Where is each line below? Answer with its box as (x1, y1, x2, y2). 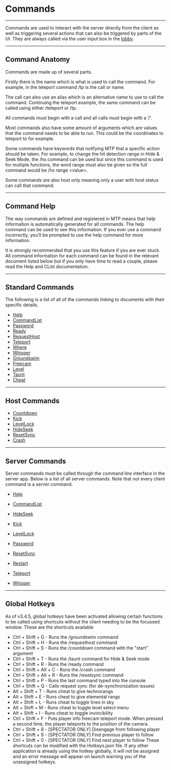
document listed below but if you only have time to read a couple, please (5, 258, 158, 264)
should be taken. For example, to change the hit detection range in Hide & (5, 151, 160, 157)
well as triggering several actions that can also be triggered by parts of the (5, 30, 162, 36)
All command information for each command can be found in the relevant (5, 252, 159, 258)
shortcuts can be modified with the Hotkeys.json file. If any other (12, 742, 149, 749)
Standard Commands (5, 283, 74, 292)
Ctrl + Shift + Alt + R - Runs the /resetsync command (12, 672, 124, 678)
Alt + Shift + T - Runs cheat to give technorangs (12, 688, 113, 694)
